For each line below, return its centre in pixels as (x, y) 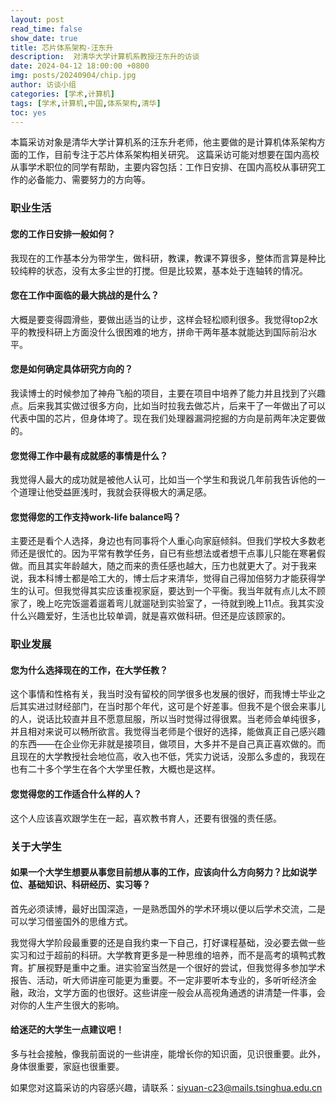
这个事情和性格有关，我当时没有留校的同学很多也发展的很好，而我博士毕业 (163, 694)
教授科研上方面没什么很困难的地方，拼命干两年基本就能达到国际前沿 (167, 332)
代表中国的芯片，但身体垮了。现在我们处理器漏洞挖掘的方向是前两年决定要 (163, 418)
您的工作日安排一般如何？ (63, 233)
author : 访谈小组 (43, 85)
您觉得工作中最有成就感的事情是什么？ (89, 455)
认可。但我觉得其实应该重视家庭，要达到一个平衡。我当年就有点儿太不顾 (176, 591)
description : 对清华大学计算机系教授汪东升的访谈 (105, 57)
